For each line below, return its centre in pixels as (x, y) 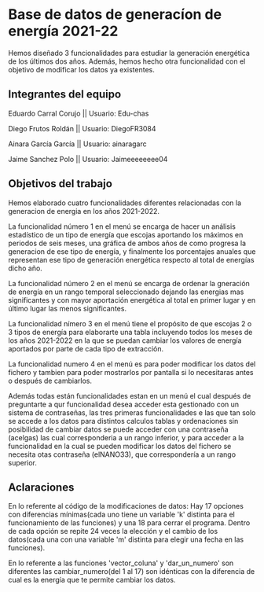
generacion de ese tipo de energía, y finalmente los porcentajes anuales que (132, 251)
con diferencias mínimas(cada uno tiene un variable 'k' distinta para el (122, 515)
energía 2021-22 (63, 31)
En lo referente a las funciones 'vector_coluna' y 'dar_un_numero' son (121, 563)
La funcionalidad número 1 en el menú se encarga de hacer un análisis (122, 226)
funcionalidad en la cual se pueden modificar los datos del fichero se (120, 446)
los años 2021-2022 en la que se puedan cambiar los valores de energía (125, 340)
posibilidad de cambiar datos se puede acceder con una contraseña (119, 429)
